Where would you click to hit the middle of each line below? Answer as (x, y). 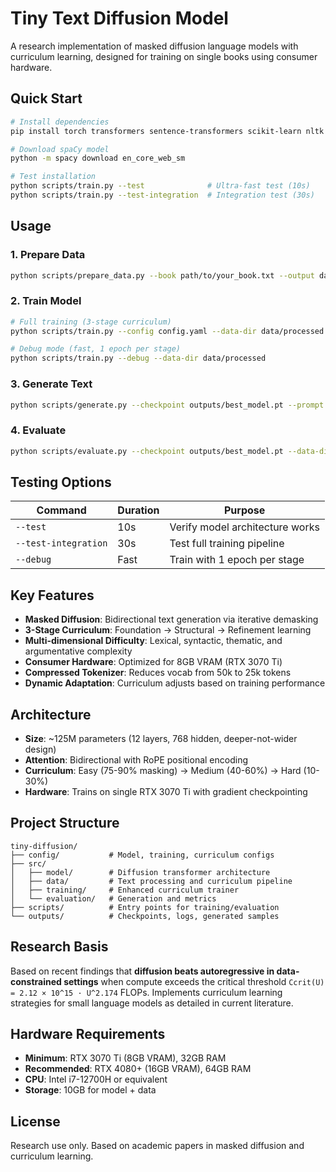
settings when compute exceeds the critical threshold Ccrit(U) (194, 981)
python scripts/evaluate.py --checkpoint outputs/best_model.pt (147, 451)
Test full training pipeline (227, 544)
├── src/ (28, 863)
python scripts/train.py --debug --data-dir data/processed (138, 358)
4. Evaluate (38, 430)
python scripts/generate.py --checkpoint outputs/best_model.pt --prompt (167, 405)
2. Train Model (46, 301)
